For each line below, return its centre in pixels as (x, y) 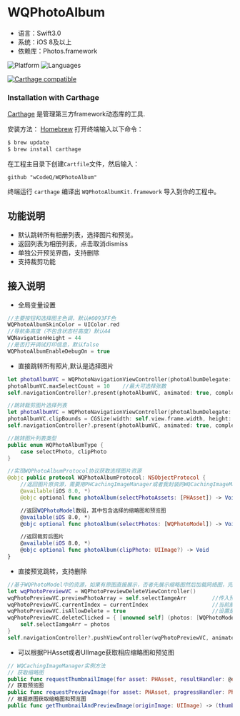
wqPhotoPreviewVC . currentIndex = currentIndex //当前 (119, 605)
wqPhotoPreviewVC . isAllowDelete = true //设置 (119, 611)
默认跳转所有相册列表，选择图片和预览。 (77, 235)
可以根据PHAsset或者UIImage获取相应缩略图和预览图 (96, 652)
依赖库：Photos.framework (57, 51)
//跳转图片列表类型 (32, 438)
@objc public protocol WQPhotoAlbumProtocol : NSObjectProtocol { (106, 478)
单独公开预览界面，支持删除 (59, 252)
